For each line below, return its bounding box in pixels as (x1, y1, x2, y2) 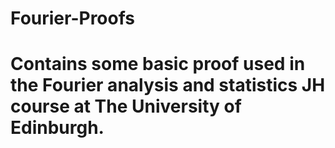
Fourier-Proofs (10, 7, 136, 30)
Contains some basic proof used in (10, 53, 306, 76)
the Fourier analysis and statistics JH (10, 74, 326, 97)
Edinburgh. (10, 117, 105, 139)
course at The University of (10, 95, 242, 118)
